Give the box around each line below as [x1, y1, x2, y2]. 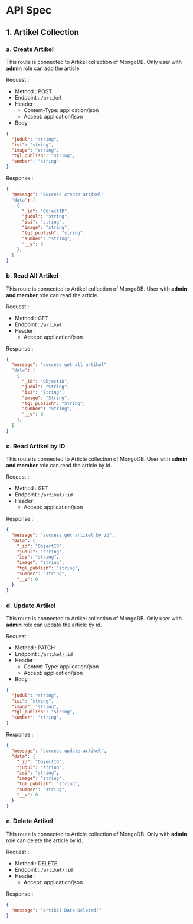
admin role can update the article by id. [6, 621, 102, 628]
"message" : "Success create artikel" [11, 191, 104, 197]
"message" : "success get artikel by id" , [11, 532, 115, 538]
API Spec [6, 4, 52, 17]
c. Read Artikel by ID [6, 442, 66, 450]
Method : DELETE [14, 859, 58, 866]
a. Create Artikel [6, 45, 54, 53]
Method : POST [14, 87, 52, 95]
